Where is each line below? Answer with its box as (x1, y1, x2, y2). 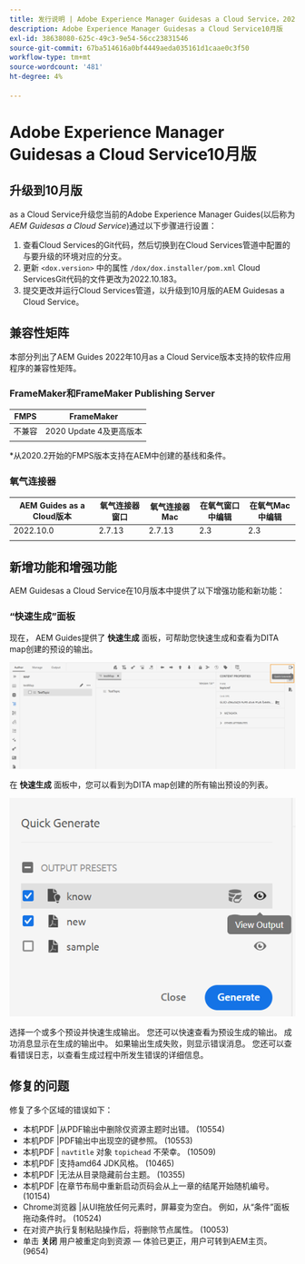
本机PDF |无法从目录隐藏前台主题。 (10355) (22, 1169, 186, 1180)
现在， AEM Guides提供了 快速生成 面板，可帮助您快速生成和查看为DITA (9, 632, 280, 644)
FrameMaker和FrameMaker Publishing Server (9, 387, 215, 400)
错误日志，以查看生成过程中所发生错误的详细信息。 (16, 1049, 209, 1060)
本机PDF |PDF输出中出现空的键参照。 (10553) (22, 1135, 193, 1146)
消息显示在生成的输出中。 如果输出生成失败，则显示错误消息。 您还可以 (16, 1038, 284, 1049)
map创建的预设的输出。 (9, 644, 98, 655)
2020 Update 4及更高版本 (44, 425, 143, 436)
